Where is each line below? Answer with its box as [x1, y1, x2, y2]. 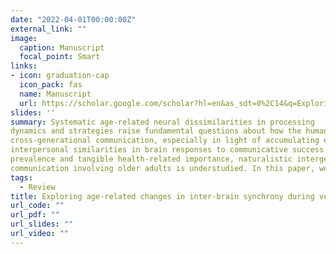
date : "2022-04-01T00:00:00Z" [10, 14, 137, 25]
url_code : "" [10, 201, 65, 211]
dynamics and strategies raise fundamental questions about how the [10, 126, 302, 136]
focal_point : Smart [19, 52, 101, 62]
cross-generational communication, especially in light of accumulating [10, 136, 320, 146]
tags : [10, 172, 33, 183]
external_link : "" [10, 24, 87, 34]
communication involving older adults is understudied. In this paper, [10, 163, 315, 173]
